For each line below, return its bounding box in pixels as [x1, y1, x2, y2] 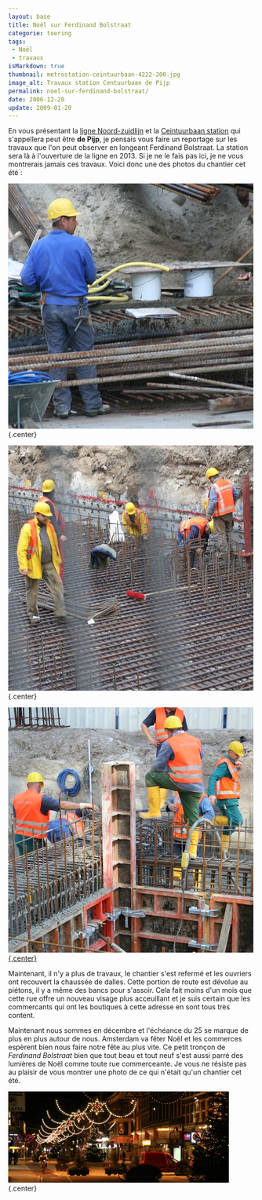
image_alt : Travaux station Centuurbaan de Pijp [8, 78, 170, 86]
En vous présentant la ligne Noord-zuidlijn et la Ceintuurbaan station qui [8, 126, 241, 136]
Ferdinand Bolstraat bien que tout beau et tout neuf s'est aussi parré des [8, 1051, 244, 1060]
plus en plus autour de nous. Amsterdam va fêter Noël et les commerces [8, 1034, 242, 1044]
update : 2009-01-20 [8, 104, 72, 111]
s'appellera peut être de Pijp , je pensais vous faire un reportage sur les [8, 134, 238, 144]
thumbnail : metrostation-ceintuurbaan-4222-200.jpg [8, 71, 180, 78]
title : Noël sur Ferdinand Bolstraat [8, 20, 132, 29]
